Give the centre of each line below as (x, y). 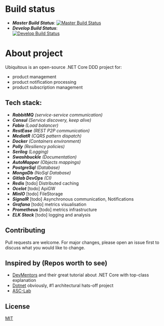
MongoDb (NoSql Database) (41, 172)
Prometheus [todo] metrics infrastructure (55, 210)
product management (34, 77)
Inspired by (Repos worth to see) (56, 263)
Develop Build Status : (35, 28)
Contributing (25, 231)
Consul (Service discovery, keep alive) (52, 120)
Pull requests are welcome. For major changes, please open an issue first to (82, 242)
